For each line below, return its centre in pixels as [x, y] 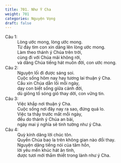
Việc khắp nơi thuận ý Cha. [44, 104]
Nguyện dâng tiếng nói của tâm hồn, [54, 145]
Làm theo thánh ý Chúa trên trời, [50, 52]
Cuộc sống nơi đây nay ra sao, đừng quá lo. [61, 109]
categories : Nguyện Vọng [30, 18]
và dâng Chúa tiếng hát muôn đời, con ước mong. [67, 63]
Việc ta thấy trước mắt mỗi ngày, [50, 114]
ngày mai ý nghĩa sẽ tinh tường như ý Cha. [60, 125]
